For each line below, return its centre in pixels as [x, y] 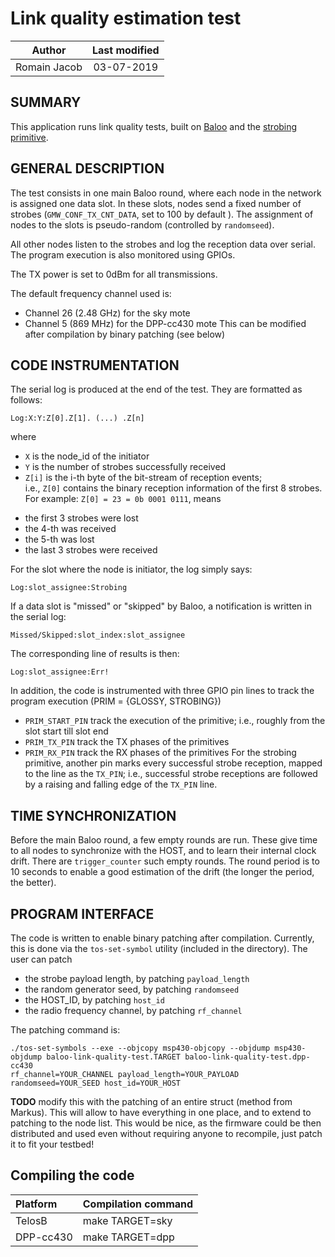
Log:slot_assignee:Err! [60, 672]
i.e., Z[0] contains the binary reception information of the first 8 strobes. [173, 488]
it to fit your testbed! [52, 1144]
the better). [33, 883]
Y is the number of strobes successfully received [125, 467]
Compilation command [138, 1204]
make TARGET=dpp [128, 1237]
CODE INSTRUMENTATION [95, 365]
